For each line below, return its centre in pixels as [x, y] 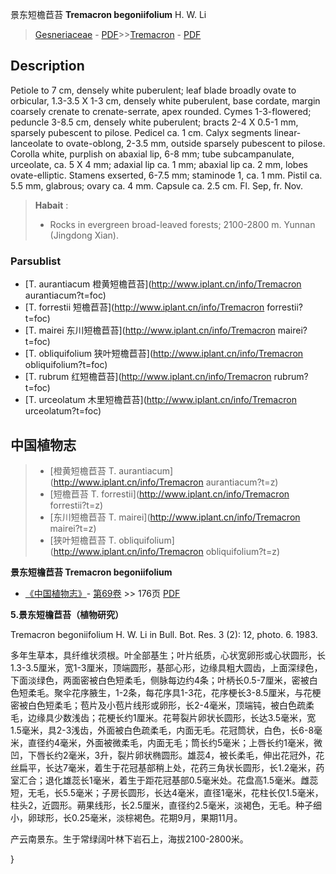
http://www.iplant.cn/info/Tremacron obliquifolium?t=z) [167, 551]
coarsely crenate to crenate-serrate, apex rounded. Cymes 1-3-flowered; [161, 111]
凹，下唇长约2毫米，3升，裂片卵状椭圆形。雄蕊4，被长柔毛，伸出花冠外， [163, 755]
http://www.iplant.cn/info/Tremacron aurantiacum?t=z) [166, 482]
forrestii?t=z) [76, 505]
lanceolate [31, 143]
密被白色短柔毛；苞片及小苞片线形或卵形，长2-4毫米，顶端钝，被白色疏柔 [162, 705]
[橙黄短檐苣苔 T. [83, 470]
